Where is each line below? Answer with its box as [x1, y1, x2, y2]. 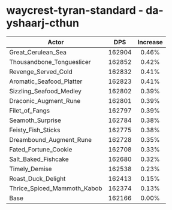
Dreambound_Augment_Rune [9, 135, 92, 144]
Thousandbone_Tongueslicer [9, 57, 91, 66]
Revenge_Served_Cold [9, 67, 73, 75]
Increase [137, 38, 163, 46]
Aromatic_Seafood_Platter [9, 77, 83, 86]
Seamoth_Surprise [9, 116, 61, 124]
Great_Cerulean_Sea [9, 48, 67, 56]
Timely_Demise [9, 165, 52, 173]
